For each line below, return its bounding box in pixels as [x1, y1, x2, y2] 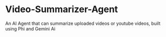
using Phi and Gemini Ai [5, 25, 56, 31]
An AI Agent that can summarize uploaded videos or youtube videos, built [5, 20, 161, 26]
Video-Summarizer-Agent [5, 4, 118, 15]
